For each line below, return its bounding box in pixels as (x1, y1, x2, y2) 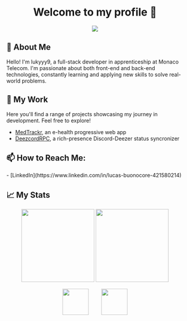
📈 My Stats (6, 190, 50, 200)
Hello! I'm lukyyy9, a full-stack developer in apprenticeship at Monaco (6, 58, 179, 65)
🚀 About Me (6, 42, 51, 53)
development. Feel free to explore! (6, 117, 91, 124)
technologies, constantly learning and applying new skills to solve (6, 71, 168, 78)
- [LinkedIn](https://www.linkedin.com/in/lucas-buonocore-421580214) (6, 172, 182, 179)
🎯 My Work (6, 95, 48, 105)
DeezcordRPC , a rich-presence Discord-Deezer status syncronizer (15, 135, 180, 142)
